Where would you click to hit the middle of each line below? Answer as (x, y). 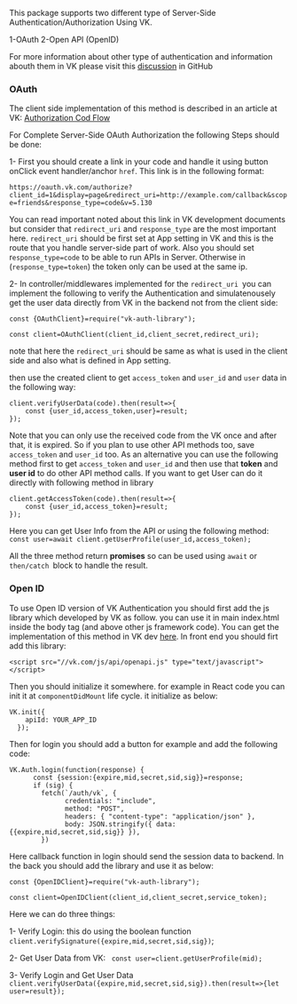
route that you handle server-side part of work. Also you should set (132, 248)
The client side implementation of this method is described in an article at (143, 108)
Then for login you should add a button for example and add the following (144, 744)
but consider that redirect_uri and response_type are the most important (143, 229)
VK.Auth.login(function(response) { (77, 769)
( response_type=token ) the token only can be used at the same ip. (129, 267)
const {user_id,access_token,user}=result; (107, 411)
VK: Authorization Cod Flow (60, 118)
